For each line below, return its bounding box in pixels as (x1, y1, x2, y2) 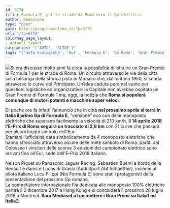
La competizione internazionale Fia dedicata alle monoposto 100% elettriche (5, 182, 165, 188)
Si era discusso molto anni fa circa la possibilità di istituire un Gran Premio (10, 65, 165, 71)
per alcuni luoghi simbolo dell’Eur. (5, 128, 76, 135)
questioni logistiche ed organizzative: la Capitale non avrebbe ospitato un (5, 86, 159, 92)
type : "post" (5, 21, 33, 27)
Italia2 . (5, 198, 20, 204)
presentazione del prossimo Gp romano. (5, 176, 90, 182)
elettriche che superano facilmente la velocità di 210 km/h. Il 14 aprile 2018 (5, 117, 162, 124)
